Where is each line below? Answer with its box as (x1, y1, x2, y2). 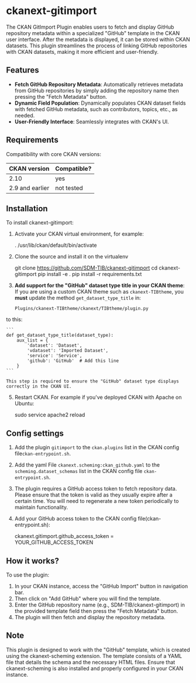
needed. (14, 112, 35, 119)
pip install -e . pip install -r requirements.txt (37, 271, 142, 278)
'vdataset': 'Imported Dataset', (27, 348, 109, 354)
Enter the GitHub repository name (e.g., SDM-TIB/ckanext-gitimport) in (14, 601, 185, 608)
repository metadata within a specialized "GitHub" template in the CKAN (6, 29, 180, 36)
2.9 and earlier (9, 184, 50, 192)
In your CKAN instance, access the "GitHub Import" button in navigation (14, 583, 188, 589)
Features (6, 65, 39, 75)
